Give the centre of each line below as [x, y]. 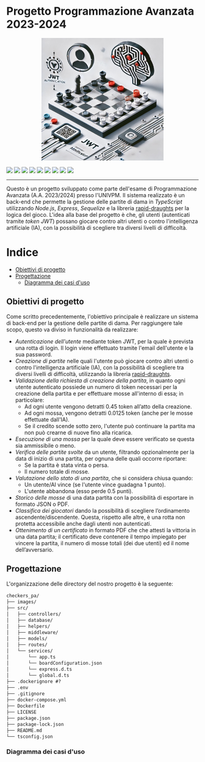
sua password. [34, 354]
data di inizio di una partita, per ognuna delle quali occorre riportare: [101, 458]
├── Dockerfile [26, 706]
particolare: [30, 400]
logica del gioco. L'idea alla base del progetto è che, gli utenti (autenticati [98, 214]
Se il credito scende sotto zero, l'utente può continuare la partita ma [110, 426]
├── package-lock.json [35, 724]
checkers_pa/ [23, 595]
